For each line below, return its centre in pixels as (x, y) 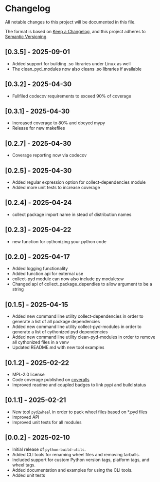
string (18, 289)
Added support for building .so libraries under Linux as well (71, 63)
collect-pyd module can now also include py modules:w (68, 279)
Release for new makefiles (38, 128)
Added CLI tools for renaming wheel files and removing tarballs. (76, 454)
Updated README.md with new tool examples (58, 347)
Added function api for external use (48, 274)
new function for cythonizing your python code (59, 241)
